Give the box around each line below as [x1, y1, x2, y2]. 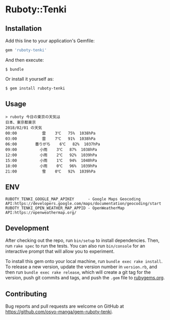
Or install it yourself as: [5, 76, 54, 82]
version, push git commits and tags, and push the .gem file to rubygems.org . [5, 275, 165, 281]
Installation [5, 24, 42, 33]
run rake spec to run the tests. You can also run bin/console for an [5, 243, 145, 249]
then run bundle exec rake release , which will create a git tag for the [5, 269, 151, 275]
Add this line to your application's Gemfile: [5, 37, 95, 44]
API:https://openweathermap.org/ [5, 210, 77, 215]
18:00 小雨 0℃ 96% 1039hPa [5, 163, 97, 168]
